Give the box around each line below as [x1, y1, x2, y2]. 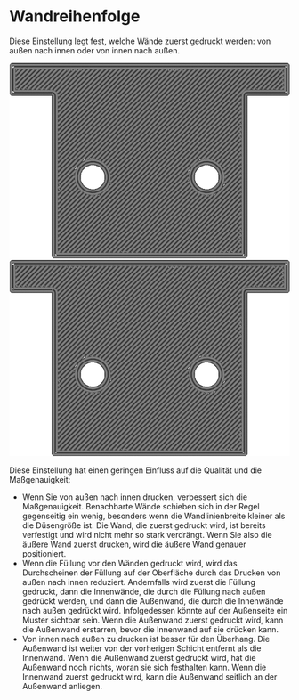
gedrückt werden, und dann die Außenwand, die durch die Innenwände [21, 595, 284, 606]
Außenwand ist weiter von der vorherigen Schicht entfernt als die [21, 643, 262, 654]
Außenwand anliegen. [21, 680, 103, 691]
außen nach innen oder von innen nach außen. [9, 45, 181, 55]
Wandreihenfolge [9, 6, 141, 27]
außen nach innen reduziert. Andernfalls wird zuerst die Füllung [21, 576, 256, 587]
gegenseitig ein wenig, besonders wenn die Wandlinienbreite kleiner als [21, 510, 286, 521]
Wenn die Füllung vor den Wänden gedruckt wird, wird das [21, 558, 238, 568]
